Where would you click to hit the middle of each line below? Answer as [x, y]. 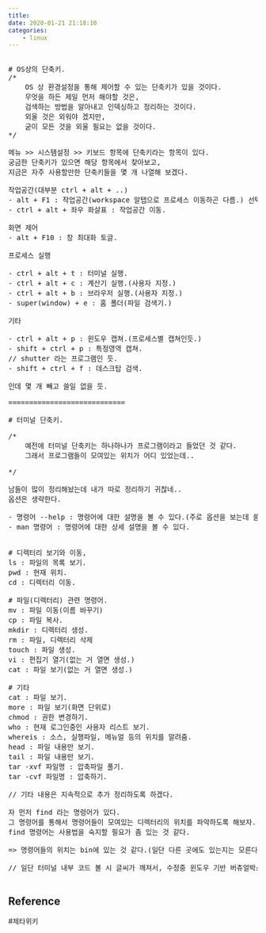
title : [19, 15]
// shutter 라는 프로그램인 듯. [63, 359]
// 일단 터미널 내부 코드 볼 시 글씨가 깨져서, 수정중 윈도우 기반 [118, 868]
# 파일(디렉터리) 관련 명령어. [58, 600]
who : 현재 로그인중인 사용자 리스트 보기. [79, 727]
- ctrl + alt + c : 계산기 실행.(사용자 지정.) [92, 283]
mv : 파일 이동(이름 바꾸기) [56, 610]
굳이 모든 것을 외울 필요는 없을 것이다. [91, 127]
